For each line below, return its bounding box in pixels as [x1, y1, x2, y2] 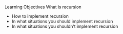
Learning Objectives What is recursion [4, 4, 82, 10]
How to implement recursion [11, 13, 69, 19]
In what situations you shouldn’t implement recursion [11, 23, 118, 29]
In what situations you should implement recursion [11, 19, 113, 24]
